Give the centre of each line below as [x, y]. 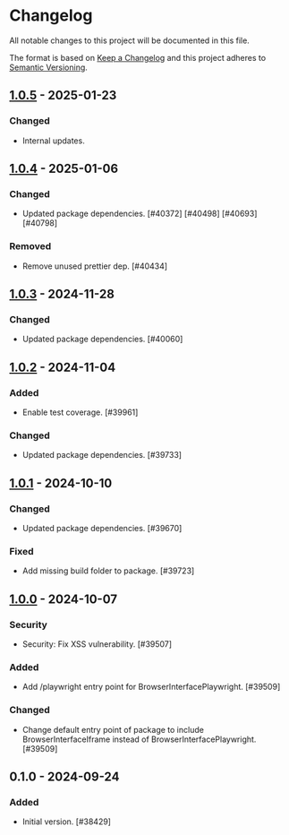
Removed [30, 246]
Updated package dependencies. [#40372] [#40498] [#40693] [140, 214]
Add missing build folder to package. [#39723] [108, 571]
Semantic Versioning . [48, 67]
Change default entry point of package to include [113, 729]
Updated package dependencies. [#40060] [102, 339]
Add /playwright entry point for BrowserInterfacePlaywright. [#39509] [151, 687]
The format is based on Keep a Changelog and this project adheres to [138, 57]
